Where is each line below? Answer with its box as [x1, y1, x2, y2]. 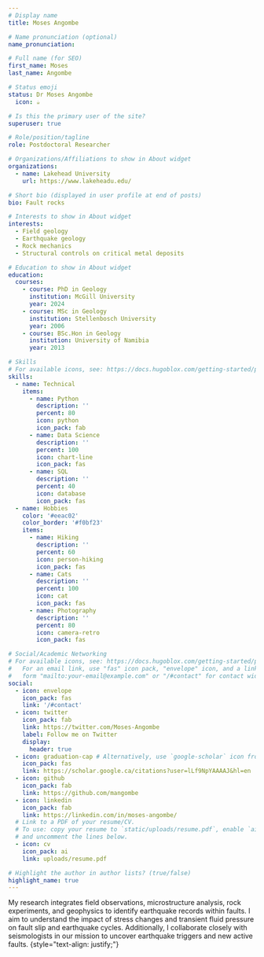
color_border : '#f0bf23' [22, 519, 104, 527]
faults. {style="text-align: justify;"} [8, 940, 119, 949]
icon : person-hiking [36, 555, 104, 563]
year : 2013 [28, 344, 65, 352]
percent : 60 [36, 548, 76, 556]
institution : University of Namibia [28, 337, 149, 344]
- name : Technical [15, 380, 76, 388]
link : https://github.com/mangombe [22, 789, 139, 797]
